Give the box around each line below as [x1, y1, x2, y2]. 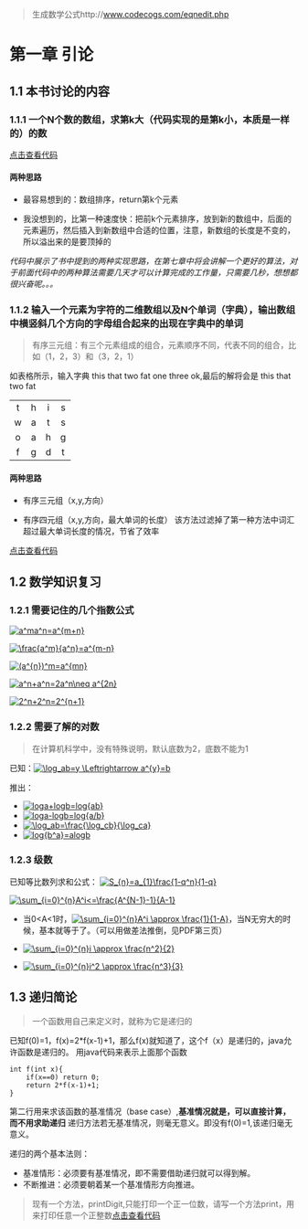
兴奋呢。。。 [16, 279, 58, 290]
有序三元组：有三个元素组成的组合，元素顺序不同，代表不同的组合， [31, 340, 289, 351]
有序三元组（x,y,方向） [22, 494, 109, 505]
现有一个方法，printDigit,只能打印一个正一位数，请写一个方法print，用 [31, 1198, 295, 1209]
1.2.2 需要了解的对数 [9, 721, 100, 734]
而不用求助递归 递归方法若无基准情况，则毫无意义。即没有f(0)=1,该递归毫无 [9, 1117, 293, 1128]
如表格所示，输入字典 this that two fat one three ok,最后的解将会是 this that [9, 370, 292, 382]
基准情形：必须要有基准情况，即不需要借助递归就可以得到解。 [22, 1167, 256, 1178]
